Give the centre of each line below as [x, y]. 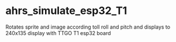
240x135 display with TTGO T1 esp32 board [58, 33]
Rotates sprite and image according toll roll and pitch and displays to [88, 27]
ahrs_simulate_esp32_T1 [66, 11]
